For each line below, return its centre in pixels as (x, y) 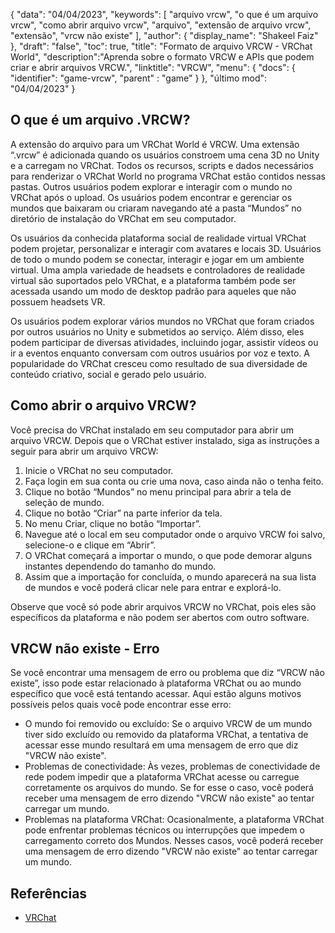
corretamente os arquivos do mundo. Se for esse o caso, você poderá (169, 788)
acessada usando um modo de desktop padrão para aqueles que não (153, 291)
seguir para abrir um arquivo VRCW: (84, 451)
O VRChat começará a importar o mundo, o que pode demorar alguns (168, 555)
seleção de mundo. (64, 502)
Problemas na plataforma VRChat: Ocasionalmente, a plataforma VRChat (174, 820)
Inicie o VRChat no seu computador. (99, 470)
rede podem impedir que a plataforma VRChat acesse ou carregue (162, 777)
